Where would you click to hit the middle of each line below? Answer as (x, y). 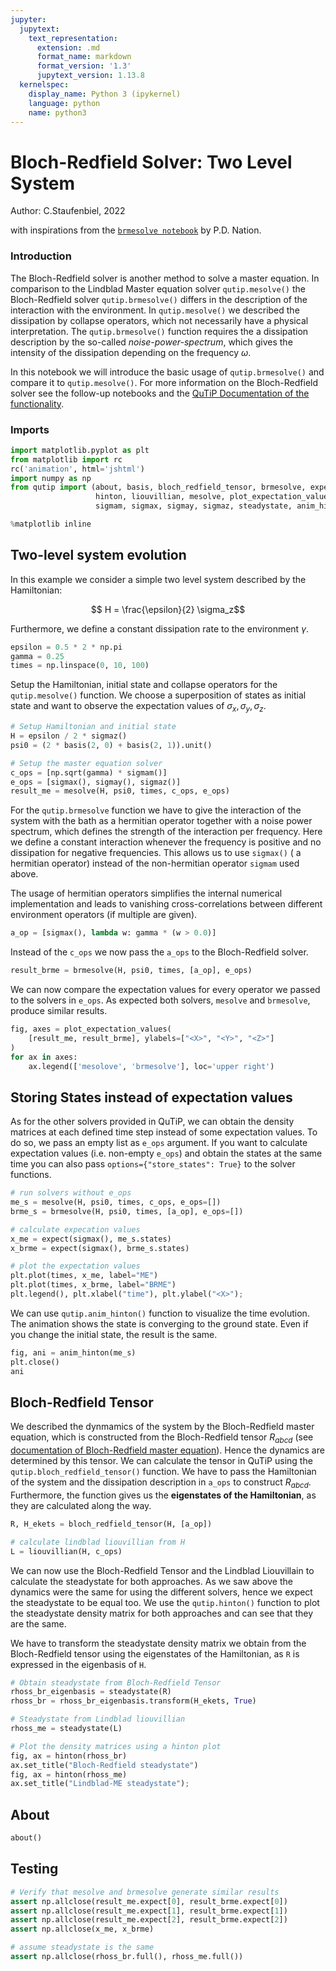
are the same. (38, 1623)
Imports (30, 429)
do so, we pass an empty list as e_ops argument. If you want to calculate (159, 1143)
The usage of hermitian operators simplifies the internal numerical (146, 893)
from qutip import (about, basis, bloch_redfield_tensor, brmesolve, (158, 487)
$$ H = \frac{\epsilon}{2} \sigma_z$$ (168, 609)
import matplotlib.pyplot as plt (80, 450)
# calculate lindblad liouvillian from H (98, 1542)
